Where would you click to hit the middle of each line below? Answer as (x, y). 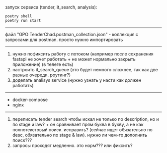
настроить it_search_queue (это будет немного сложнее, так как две (85, 70)
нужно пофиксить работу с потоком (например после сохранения (83, 54)
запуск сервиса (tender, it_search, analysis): (51, 7)
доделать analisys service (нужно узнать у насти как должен (77, 80)
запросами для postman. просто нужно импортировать (64, 40)
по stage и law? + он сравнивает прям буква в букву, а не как (78, 124)
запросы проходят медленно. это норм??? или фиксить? (72, 145)
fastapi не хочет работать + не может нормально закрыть (74, 59)
